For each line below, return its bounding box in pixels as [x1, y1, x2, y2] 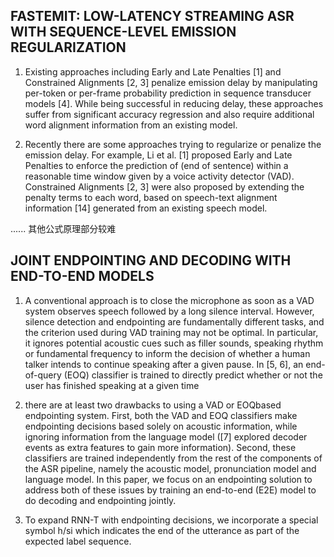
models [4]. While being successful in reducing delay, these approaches [24, 97, 324, 109]
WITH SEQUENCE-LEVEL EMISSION [10, 24, 237, 41]
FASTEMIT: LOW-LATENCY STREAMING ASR [10, 8, 295, 25]
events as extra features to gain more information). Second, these [24, 441, 297, 453]
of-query [24, 369, 62, 381]
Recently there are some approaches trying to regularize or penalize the [24, 138, 322, 150]
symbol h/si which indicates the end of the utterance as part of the [24, 524, 300, 536]
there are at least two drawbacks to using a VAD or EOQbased [24, 399, 282, 411]
